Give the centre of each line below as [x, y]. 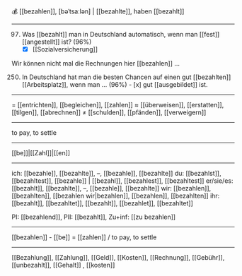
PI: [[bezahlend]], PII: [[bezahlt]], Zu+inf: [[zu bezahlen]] [94, 217]
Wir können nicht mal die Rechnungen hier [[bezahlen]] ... [96, 64]
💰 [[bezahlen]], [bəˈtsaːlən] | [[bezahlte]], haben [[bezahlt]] [98, 11]
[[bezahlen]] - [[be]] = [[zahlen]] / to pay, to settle [84, 237]
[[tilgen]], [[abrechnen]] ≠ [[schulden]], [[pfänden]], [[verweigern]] [109, 112]
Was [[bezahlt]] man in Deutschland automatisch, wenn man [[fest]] [121, 34]
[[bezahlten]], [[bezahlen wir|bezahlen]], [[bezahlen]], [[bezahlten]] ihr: [116, 196]
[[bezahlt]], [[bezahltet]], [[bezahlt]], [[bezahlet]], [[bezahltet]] [103, 203]
